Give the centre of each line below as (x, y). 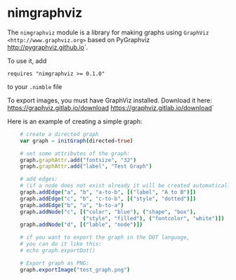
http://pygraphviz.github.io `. (48, 47)
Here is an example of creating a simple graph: (75, 121)
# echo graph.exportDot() (58, 251)
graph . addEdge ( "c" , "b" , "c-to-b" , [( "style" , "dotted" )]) (108, 199)
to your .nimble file (35, 86)
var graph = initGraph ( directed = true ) (77, 141)
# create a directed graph (59, 134)
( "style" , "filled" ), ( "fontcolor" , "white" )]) (153, 218)
